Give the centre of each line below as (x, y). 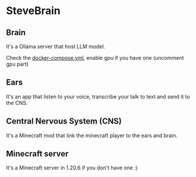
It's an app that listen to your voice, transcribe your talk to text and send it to (98, 96)
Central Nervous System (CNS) (64, 121)
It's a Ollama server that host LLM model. (56, 46)
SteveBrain (33, 11)
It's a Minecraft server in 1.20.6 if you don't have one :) (72, 168)
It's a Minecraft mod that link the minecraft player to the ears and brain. (92, 135)
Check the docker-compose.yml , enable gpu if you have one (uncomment (95, 58)
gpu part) (18, 64)
